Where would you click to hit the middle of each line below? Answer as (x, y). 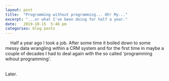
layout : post (19, 10)
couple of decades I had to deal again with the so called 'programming (79, 54)
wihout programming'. (28, 59)
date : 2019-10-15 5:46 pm (36, 24)
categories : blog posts (30, 29)
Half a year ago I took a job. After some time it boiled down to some (80, 43)
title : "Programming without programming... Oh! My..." (67, 15)
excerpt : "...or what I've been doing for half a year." (67, 19)
